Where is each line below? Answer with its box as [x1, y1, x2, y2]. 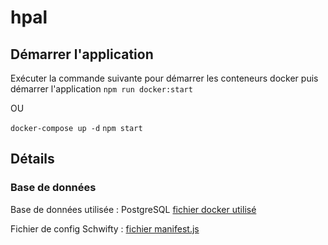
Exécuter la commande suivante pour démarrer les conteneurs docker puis [10, 72, 319, 84]
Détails [10, 151, 55, 168]
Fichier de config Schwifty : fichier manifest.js [10, 222, 200, 235]
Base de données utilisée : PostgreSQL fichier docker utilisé [10, 203, 257, 215]
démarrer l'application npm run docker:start [10, 83, 193, 95]
